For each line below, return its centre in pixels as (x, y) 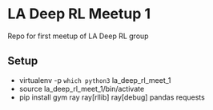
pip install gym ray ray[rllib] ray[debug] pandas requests (112, 97)
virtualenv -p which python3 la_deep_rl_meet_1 (95, 80)
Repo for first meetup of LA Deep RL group (78, 36)
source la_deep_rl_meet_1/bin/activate (82, 88)
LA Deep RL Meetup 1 (79, 14)
